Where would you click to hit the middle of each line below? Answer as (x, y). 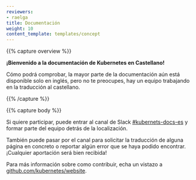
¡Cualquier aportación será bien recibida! (57, 153)
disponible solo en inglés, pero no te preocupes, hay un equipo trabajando (98, 81)
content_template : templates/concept (53, 34)
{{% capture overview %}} (39, 51)
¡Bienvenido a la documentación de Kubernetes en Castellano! (85, 63)
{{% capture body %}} (34, 110)
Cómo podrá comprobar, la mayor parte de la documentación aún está (93, 74)
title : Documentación (33, 23)
